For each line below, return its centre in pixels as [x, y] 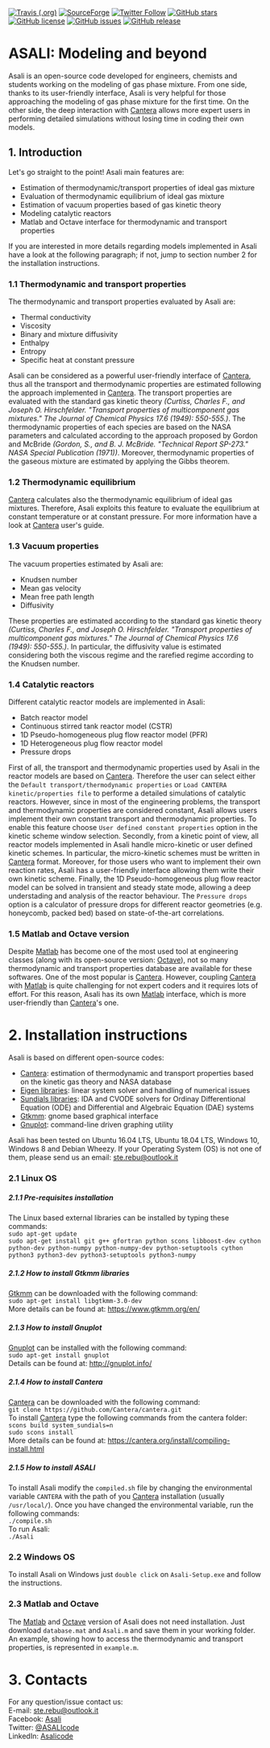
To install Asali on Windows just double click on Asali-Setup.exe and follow [135, 1575]
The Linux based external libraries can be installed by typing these [119, 1218]
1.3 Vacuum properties [54, 546]
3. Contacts [48, 1679]
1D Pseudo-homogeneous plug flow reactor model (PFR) [114, 734]
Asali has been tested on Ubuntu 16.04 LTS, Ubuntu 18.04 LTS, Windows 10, [134, 1140]
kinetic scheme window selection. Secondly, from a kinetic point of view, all [134, 836]
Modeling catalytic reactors [65, 213]
